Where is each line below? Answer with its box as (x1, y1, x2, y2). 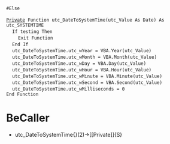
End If (11, 41, 29, 47)
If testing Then (11, 29, 53, 35)
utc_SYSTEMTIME (6, 22, 44, 28)
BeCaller (6, 111, 50, 125)
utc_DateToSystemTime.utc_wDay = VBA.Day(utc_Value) (11, 61, 147, 67)
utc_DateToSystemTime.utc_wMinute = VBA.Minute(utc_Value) (11, 73, 163, 79)
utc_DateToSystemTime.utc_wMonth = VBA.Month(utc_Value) (11, 54, 157, 60)
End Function (6, 91, 39, 97)
